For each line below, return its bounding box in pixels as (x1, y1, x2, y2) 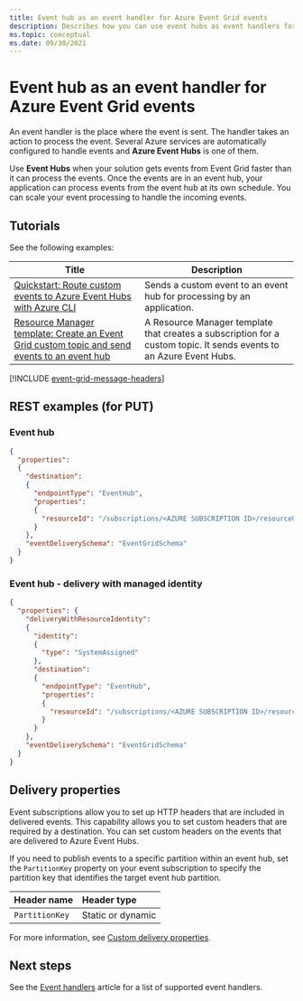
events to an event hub (14, 350, 111, 362)
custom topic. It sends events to (143, 339, 280, 351)
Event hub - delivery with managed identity (9, 577, 203, 590)
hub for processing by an (143, 290, 251, 303)
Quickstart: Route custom (14, 279, 122, 291)
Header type (81, 893, 137, 906)
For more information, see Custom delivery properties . (9, 931, 212, 942)
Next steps (9, 958, 72, 973)
